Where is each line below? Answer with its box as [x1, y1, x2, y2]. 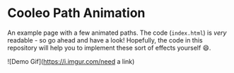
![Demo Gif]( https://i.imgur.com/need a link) [7, 57, 135, 65]
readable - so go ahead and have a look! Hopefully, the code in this [7, 35, 203, 44]
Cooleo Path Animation [7, 5, 146, 21]
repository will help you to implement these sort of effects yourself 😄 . [7, 43, 211, 52]
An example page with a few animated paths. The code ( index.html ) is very [7, 28, 227, 37]
